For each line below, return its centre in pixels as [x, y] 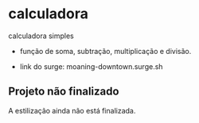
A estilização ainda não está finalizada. [72, 110]
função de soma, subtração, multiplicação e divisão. [105, 51]
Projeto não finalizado [64, 92]
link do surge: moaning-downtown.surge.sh [91, 66]
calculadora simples [41, 36]
